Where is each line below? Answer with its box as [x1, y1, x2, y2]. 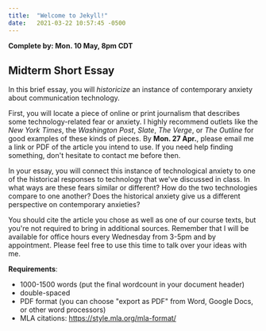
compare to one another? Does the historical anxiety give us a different [8, 191, 241, 201]
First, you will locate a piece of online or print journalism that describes [8, 109, 241, 118]
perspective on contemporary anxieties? [8, 200, 141, 210]
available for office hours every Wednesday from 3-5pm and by [8, 232, 217, 242]
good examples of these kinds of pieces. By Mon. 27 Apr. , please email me [8, 134, 254, 144]
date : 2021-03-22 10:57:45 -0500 [8, 19, 126, 27]
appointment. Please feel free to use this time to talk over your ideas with [8, 241, 248, 250]
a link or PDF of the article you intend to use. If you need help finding [8, 142, 233, 152]
